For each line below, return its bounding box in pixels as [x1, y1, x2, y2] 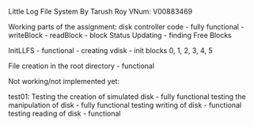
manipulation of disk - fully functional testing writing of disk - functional [8, 101, 242, 109]
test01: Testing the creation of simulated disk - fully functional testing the [8, 92, 247, 101]
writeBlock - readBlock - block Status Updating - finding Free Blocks [8, 31, 232, 40]
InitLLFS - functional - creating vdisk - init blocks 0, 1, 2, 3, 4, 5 [8, 46, 213, 55]
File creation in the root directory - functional [8, 61, 155, 71]
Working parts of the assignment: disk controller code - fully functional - [8, 22, 245, 31]
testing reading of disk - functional [8, 109, 121, 118]
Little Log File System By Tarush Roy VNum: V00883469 [8, 7, 192, 16]
